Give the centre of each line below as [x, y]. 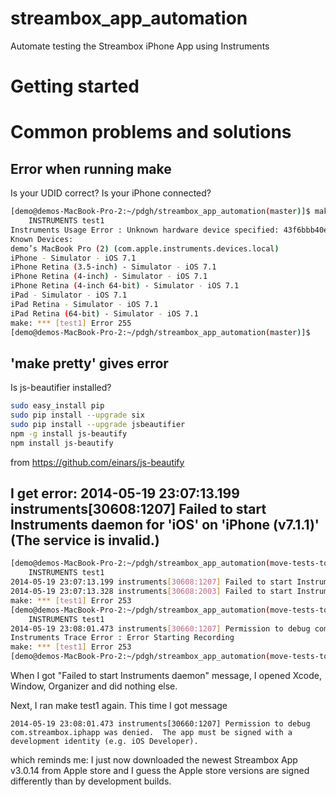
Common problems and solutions [151, 132]
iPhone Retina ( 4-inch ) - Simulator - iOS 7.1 [109, 277]
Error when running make [91, 168]
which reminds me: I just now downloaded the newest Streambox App [154, 760]
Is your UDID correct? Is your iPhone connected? [111, 193]
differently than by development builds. [91, 781]
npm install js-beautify [62, 443]
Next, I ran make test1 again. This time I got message [119, 705]
